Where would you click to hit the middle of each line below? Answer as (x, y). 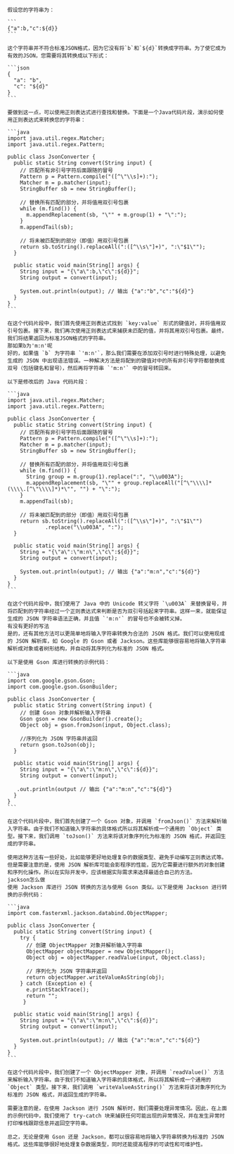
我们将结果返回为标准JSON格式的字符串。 (58, 338)
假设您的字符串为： (31, 10)
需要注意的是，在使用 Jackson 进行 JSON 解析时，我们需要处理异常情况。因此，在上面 (117, 1108)
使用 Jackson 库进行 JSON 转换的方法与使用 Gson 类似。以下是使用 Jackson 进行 (115, 887)
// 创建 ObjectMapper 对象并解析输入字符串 (84, 945)
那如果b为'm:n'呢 (30, 346)
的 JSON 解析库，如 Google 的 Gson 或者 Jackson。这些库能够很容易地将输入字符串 (117, 641)
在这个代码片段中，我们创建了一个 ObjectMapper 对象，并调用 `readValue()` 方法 (116, 1072)
